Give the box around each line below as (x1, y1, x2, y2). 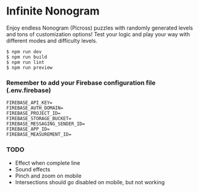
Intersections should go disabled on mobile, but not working (15, 178, 165, 185)
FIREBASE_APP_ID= (6, 126, 50, 132)
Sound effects (15, 165, 50, 173)
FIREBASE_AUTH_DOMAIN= (6, 105, 64, 111)
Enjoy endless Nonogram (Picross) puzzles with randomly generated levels (6, 24, 194, 31)
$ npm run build (6, 54, 47, 60)
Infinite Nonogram (6, 4, 100, 18)
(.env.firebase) (6, 86, 51, 94)
